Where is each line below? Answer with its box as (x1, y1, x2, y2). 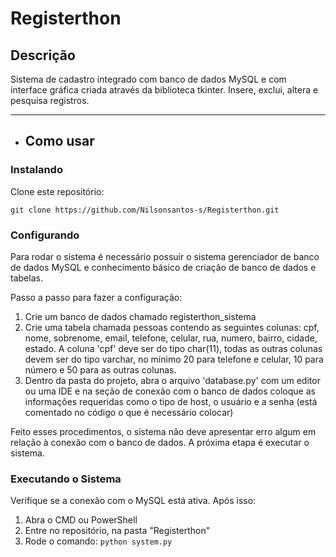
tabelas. (10, 272, 43, 284)
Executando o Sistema (10, 472, 122, 486)
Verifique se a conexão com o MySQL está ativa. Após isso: (10, 495, 257, 507)
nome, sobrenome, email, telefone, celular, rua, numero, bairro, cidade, (24, 332, 318, 344)
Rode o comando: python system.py (24, 535, 173, 547)
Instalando (10, 163, 63, 177)
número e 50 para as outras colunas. (24, 363, 177, 376)
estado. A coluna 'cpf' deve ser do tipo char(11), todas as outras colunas (24, 342, 323, 354)
